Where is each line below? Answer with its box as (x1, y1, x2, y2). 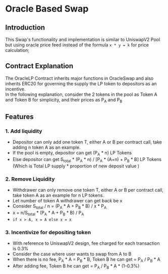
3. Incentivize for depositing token (5, 229, 91, 236)
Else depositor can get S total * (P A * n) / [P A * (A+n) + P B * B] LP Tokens (12, 156, 162, 163)
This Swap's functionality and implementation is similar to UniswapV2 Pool (5, 36, 160, 42)
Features (5, 113, 34, 121)
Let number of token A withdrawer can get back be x (12, 198, 123, 204)
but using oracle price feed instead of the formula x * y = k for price (5, 42, 149, 48)
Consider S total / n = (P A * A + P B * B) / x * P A (12, 203, 107, 210)
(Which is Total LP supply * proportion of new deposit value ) (12, 162, 140, 169)
